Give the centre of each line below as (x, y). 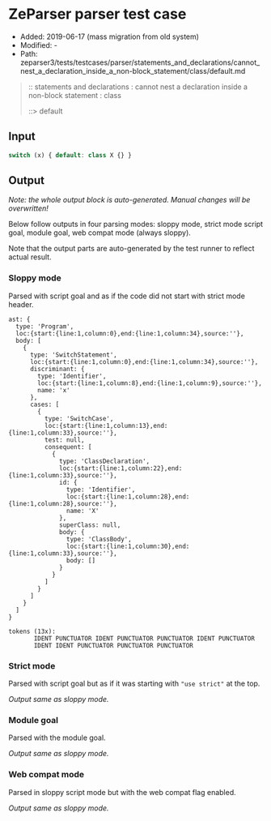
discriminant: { (57, 369)
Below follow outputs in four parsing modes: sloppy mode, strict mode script (136, 224)
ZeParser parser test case (97, 14)
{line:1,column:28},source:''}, (63, 503)
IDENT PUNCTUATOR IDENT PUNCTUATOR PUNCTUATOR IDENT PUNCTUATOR (144, 638)
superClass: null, (90, 525)
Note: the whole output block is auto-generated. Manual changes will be (129, 200)
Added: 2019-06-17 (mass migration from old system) (110, 36)
